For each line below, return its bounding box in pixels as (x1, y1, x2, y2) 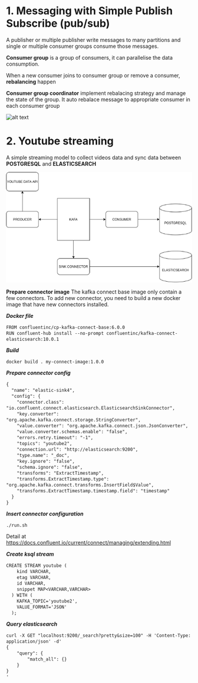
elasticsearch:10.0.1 (6, 336, 60, 343)
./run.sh (6, 523, 28, 529)
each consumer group (6, 102, 60, 109)
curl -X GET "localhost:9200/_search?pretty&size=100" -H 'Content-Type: (6, 633, 192, 639)
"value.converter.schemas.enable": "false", (16, 429, 128, 435)
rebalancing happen (6, 78, 56, 85)
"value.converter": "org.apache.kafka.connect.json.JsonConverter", (16, 423, 189, 429)
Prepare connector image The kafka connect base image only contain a (6, 288, 182, 295)
